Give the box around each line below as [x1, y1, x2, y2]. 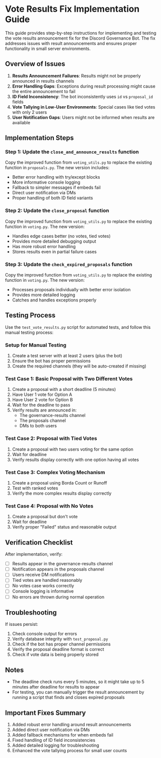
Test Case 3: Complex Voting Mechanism [5, 469, 105, 476]
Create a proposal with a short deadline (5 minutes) [12, 387, 116, 392]
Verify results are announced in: [12, 407, 77, 413]
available [12, 119, 30, 125]
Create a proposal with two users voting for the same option [12, 446, 134, 452]
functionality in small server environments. [5, 46, 91, 51]
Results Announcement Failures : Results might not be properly [12, 72, 141, 79]
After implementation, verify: [5, 551, 63, 557]
